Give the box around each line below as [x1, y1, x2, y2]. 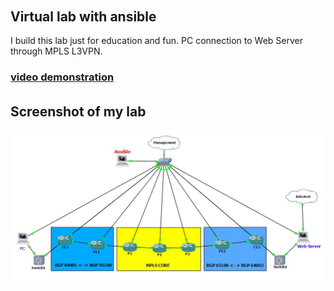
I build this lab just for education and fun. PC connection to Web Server [10, 35, 304, 47]
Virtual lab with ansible [10, 8, 157, 25]
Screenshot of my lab [10, 103, 147, 120]
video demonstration [10, 70, 115, 84]
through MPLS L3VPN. [10, 45, 103, 57]
